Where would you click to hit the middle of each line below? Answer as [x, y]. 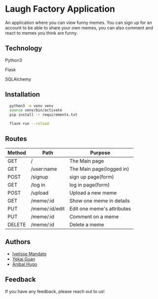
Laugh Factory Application [60, 9]
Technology [24, 48]
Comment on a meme [94, 216]
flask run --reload [29, 124]
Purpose [100, 153]
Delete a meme [87, 225]
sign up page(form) [91, 177]
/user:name [44, 169]
